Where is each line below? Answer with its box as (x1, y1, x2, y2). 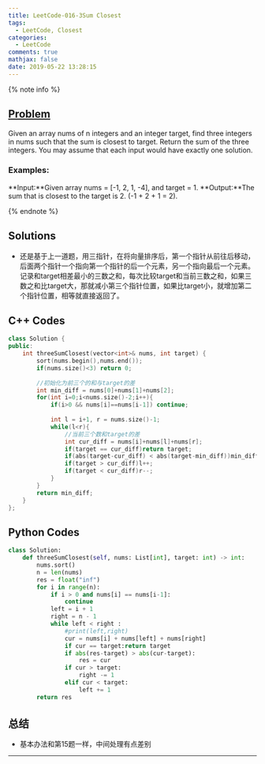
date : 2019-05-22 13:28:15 (8, 63, 97, 71)
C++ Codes (8, 314, 65, 328)
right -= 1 (78, 672, 114, 680)
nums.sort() (36, 561, 77, 569)
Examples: (8, 165, 50, 176)
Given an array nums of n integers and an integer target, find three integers (8, 128, 252, 138)
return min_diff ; (36, 489, 93, 497)
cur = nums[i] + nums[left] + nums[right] (64, 635, 207, 642)
